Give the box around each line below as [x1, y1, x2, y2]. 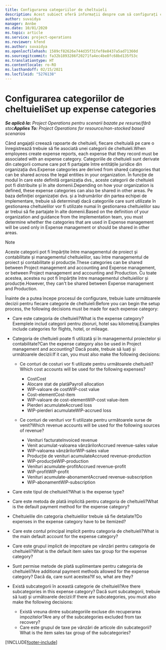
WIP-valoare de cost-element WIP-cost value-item [27, 397, 129, 403]
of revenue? [19, 427, 44, 433]
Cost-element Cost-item [27, 391, 76, 397]
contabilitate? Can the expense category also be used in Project [12, 340, 142, 347]
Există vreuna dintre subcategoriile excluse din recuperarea [19, 608, 141, 614]
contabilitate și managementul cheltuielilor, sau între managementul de [5, 254, 149, 260]
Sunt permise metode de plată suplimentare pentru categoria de [12, 563, 143, 569]
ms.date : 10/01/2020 [5, 26, 48, 31]
